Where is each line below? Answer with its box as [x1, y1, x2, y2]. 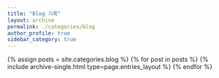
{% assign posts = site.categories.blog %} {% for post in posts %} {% [7, 55, 209, 63]
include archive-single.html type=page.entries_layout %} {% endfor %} [7, 63, 213, 71]
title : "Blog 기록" [7, 10, 62, 17]
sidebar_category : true [7, 36, 77, 43]
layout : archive [7, 17, 55, 24]
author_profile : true [7, 29, 71, 37]
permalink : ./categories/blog [7, 23, 96, 30]
